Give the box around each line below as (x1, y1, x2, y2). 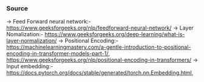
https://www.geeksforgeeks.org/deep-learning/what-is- (44, 31, 185, 38)
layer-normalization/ (6, 37, 57, 45)
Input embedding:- (6, 63, 54, 70)
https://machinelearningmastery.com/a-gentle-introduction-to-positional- (6, 43, 191, 51)
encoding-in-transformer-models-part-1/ (6, 50, 108, 57)
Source (6, 4, 29, 13)
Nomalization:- (6, 31, 44, 38)
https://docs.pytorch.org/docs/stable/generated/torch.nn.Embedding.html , (6, 69, 194, 77)
